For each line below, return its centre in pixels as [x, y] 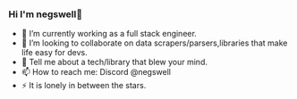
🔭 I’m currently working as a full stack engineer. [109, 34]
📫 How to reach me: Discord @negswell [96, 72]
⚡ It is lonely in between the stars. [84, 86]
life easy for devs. [54, 53]
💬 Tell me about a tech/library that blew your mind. [114, 62]
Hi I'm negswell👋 [45, 14]
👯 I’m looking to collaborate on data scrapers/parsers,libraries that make [154, 43]
